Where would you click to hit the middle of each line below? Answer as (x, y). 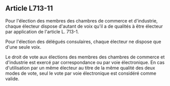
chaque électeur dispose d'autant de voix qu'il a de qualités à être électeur (84, 26)
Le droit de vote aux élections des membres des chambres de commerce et (85, 57)
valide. (12, 78)
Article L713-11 (29, 8)
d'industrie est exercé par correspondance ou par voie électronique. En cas (85, 62)
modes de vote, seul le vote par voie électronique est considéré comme (81, 73)
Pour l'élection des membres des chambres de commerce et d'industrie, (81, 20)
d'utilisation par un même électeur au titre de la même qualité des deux (80, 68)
